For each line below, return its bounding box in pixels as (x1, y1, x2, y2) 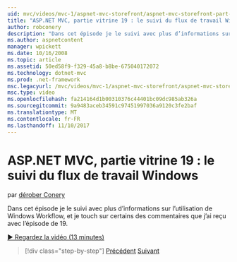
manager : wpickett (7, 43, 61, 50)
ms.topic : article (7, 56, 61, 64)
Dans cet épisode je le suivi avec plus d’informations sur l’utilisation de (7, 204, 213, 213)
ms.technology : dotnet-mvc (7, 69, 87, 76)
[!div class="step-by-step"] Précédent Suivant (24, 246, 160, 255)
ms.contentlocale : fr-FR (7, 115, 80, 122)
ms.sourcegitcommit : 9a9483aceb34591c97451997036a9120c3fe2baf (7, 102, 197, 109)
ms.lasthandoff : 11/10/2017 (7, 121, 90, 129)
